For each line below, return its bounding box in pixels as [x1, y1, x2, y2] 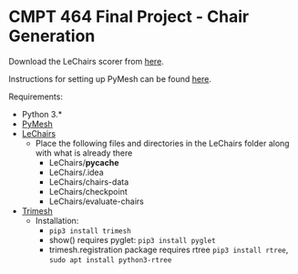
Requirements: [8, 91, 63, 102]
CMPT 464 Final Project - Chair [8, 6, 250, 27]
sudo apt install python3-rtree [48, 255, 172, 265]
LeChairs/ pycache [48, 157, 119, 167]
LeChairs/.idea [48, 167, 104, 178]
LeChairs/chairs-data [48, 176, 129, 188]
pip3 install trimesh [48, 226, 131, 236]
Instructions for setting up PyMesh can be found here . [8, 73, 211, 84]
